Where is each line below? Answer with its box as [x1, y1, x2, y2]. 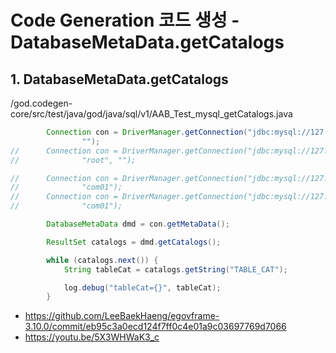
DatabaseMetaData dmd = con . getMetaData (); [46, 219, 230, 229]
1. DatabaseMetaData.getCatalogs [10, 71, 229, 88]
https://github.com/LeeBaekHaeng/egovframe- [24, 310, 220, 322]
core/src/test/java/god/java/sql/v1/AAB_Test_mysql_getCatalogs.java [10, 108, 293, 120]
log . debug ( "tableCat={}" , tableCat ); [63, 282, 222, 293]
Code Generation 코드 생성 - [10, 9, 240, 32]
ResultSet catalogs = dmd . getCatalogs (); [46, 237, 222, 247]
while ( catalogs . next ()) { [46, 255, 159, 265]
